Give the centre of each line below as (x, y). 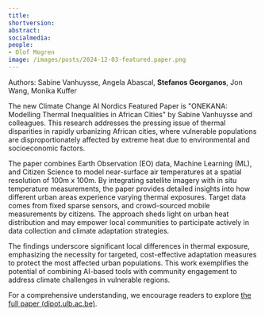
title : (19, 15)
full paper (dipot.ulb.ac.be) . (53, 303)
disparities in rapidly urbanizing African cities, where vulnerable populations (132, 131)
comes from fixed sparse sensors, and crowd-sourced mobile (109, 205)
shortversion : (32, 23)
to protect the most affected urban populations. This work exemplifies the (129, 263)
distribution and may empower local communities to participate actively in (129, 222)
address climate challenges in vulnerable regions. (89, 280)
